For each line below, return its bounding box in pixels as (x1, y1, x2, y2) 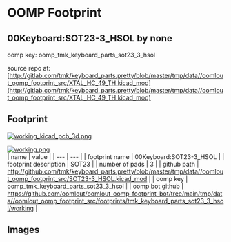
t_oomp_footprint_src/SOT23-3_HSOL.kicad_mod (7, 174, 148, 183)
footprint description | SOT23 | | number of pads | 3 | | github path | (7, 160, 199, 168)
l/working (7, 204, 34, 212)
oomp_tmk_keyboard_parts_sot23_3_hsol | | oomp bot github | (7, 182, 184, 190)
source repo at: (7, 64, 50, 72)
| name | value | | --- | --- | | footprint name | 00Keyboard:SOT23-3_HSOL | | (7, 152, 225, 160)
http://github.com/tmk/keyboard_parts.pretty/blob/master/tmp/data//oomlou (7, 167, 224, 176)
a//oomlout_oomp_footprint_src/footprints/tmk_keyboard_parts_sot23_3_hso (7, 196, 224, 205)
